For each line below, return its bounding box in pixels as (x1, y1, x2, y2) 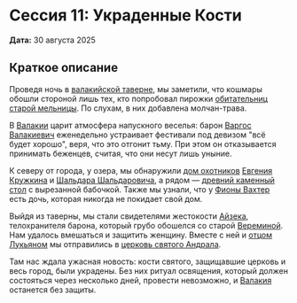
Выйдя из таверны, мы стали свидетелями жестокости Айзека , (9, 210, 249, 221)
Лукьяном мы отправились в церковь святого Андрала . (9, 238, 222, 249)
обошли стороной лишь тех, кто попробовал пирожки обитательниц (9, 93, 269, 104)
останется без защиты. (9, 284, 97, 295)
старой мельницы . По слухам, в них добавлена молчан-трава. (9, 103, 247, 113)
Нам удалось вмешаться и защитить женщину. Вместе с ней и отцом (9, 229, 273, 240)
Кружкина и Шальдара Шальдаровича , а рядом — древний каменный (9, 175, 275, 185)
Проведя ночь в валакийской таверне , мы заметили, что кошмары (9, 83, 263, 94)
